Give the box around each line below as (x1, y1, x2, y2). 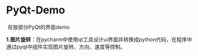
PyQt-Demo (6, 3, 66, 17)
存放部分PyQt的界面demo (7, 23, 70, 30)
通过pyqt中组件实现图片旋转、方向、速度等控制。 (6, 43, 126, 50)
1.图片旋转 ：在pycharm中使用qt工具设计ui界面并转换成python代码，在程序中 (6, 36, 193, 43)
